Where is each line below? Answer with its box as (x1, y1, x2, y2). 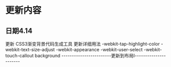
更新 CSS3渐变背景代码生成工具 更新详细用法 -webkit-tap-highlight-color (5, 41, 160, 47)
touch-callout (5, 53, 34, 58)
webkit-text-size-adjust (5, 47, 55, 52)
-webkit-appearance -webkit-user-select (55, 47, 143, 52)
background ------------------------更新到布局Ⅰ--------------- (34, 53, 166, 58)
